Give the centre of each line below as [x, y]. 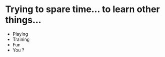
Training [21, 39]
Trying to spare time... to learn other [82, 9]
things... [23, 20]
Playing [20, 34]
